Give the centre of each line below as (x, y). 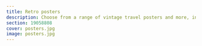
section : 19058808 (29, 23)
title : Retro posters (33, 12)
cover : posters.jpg (31, 28)
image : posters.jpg (31, 34)
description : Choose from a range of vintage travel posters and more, (98, 17)
